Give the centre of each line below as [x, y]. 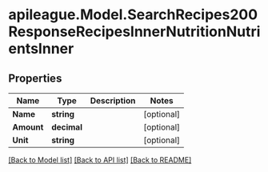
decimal [67, 127]
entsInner [41, 49]
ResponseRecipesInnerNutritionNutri [134, 32]
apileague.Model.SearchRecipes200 [133, 15]
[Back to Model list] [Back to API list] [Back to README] [100, 160]
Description [113, 100]
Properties [35, 78]
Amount [28, 127]
